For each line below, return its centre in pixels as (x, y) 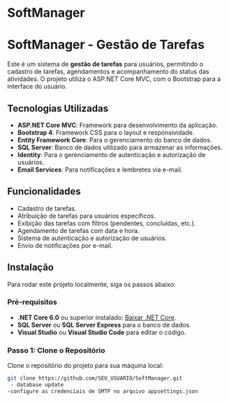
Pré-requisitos (32, 302)
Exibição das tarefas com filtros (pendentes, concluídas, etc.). (106, 223)
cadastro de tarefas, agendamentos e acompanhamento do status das (108, 72)
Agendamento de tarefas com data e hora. (78, 230)
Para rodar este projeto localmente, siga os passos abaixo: (91, 284)
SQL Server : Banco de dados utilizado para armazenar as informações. (120, 147)
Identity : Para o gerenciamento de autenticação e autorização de (111, 154)
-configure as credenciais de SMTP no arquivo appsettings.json (103, 391)
